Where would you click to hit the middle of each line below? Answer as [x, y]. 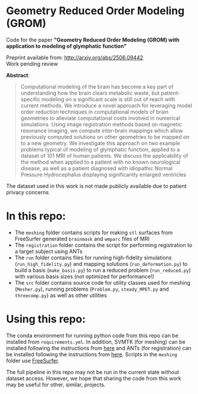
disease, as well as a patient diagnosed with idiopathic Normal [96, 168]
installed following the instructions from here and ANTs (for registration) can [99, 348]
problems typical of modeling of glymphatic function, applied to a [100, 149]
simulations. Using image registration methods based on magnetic [101, 124]
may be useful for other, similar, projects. [56, 385]
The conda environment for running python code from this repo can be [92, 336]
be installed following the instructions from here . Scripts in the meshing [92, 354]
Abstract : [18, 75]
